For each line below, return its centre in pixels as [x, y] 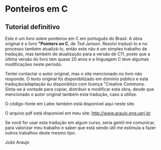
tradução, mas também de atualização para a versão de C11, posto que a [78, 54]
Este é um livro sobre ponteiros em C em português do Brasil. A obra [74, 38]
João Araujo [17, 142]
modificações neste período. [34, 64]
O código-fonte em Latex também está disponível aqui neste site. [70, 104]
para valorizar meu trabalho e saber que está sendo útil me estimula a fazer [80, 128]
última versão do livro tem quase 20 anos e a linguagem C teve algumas [77, 59]
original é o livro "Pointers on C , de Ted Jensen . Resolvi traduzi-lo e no [76, 44]
